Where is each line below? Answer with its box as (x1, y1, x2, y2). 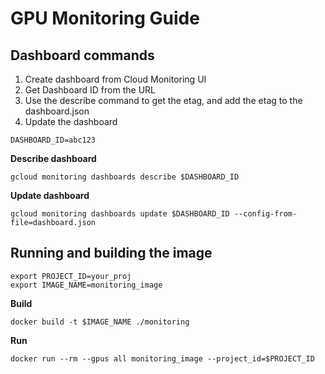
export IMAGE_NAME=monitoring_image (10, 280, 163, 290)
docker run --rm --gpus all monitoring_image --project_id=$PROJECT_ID (10, 353, 315, 364)
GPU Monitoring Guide (10, 7, 200, 30)
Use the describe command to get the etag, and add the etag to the (24, 95, 303, 106)
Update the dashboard (24, 116, 118, 127)
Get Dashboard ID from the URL (24, 84, 156, 96)
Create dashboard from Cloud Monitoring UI (24, 73, 207, 85)
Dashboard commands (10, 47, 155, 64)
